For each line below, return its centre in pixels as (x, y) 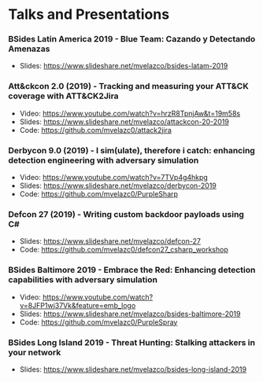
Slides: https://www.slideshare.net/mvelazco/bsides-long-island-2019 (133, 369)
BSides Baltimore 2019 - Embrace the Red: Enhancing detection (132, 270)
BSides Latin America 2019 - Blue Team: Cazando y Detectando (132, 39)
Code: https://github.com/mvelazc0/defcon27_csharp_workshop (124, 250)
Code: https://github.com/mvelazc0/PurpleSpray (98, 322)
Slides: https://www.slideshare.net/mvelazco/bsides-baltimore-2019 (130, 314)
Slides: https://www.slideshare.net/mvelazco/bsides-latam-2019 (124, 66)
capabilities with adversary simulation (83, 280)
